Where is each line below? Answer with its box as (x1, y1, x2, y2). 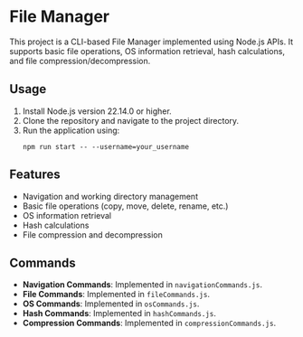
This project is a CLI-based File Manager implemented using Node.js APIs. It (9, 36, 294, 47)
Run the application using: (22, 125, 120, 136)
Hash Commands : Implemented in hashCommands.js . (22, 308, 217, 319)
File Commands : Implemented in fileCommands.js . (22, 289, 211, 300)
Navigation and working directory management (22, 191, 199, 201)
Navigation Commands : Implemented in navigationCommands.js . (22, 279, 262, 290)
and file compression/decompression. (9, 55, 151, 66)
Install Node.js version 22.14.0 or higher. (22, 106, 172, 117)
